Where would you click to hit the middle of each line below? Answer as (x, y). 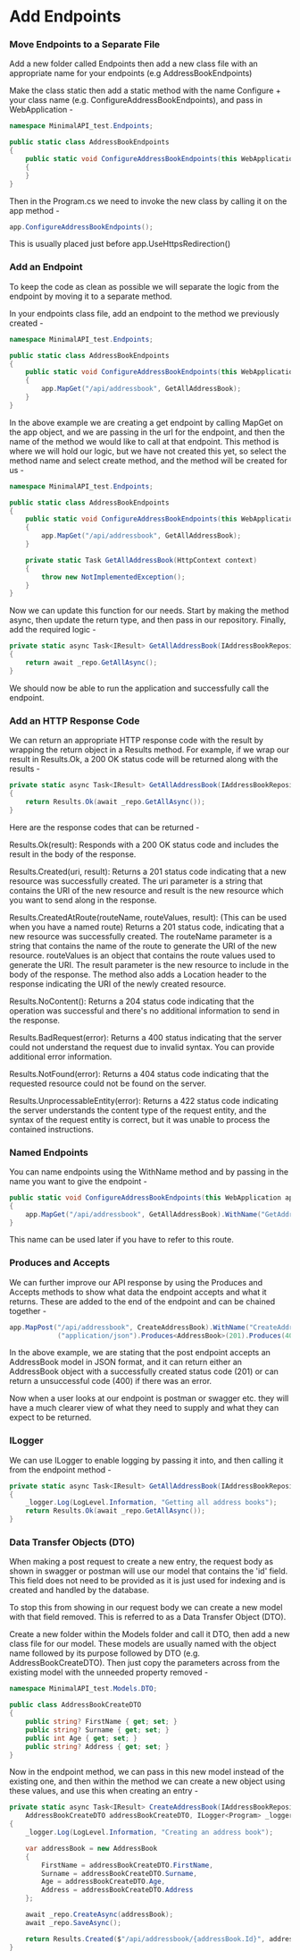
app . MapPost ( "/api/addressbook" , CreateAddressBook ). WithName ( (129, 1327)
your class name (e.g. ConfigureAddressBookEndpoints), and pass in (136, 100)
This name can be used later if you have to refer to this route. (121, 1240)
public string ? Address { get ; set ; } (97, 1746)
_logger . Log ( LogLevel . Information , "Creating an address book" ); (150, 1833)
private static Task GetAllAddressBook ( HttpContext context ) (141, 560)
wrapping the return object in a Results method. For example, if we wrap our (150, 750)
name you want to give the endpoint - (78, 1181)
